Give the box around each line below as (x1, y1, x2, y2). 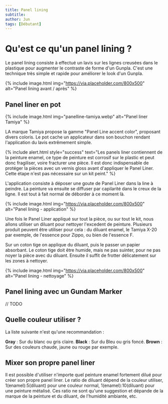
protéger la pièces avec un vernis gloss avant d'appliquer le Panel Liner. (5, 165, 154, 171)
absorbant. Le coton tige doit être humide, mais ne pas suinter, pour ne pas (5, 247, 161, 253)
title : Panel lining (5, 7, 49, 13)
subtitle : (5, 12, 26, 17)
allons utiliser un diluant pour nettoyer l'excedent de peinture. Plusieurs (5, 221, 152, 227)
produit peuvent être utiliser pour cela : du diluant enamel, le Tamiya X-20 (5, 227, 157, 232)
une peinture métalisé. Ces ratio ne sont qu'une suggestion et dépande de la (5, 388, 163, 394)
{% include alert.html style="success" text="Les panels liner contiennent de (5, 149, 163, 155)
